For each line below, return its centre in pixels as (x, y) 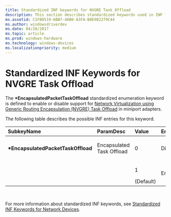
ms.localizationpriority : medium (41, 48)
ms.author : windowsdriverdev (36, 24)
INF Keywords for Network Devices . (43, 209)
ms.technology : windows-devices (39, 43)
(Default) (145, 181)
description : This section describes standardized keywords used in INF (84, 15)
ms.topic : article (25, 34)
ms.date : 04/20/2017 (27, 29)
